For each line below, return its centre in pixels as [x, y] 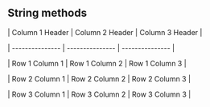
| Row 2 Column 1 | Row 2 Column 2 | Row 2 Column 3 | [99, 78]
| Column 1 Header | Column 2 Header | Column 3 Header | [105, 32]
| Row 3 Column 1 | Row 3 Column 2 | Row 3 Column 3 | [99, 94]
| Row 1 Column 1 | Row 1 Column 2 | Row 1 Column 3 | [97, 63]
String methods [47, 13]
